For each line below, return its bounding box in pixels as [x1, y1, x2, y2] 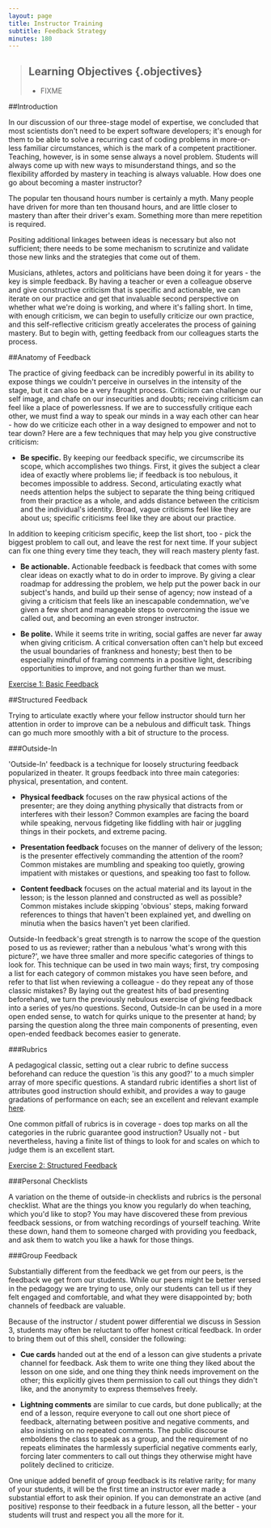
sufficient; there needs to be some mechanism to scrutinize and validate [8, 244, 249, 254]
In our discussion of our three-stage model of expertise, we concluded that [8, 118, 259, 127]
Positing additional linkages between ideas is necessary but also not [8, 235, 236, 245]
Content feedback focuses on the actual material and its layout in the [19, 884, 252, 894]
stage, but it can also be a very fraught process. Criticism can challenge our [8, 386, 261, 396]
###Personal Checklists [8, 1176, 88, 1186]
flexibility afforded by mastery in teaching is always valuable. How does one [8, 169, 261, 179]
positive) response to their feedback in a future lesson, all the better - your [8, 1501, 257, 1512]
